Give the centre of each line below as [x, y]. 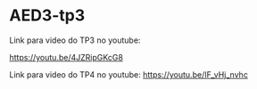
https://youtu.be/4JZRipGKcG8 [66, 57]
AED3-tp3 [47, 16]
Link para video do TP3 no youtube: [75, 40]
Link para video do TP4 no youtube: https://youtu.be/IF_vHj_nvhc [128, 74]
